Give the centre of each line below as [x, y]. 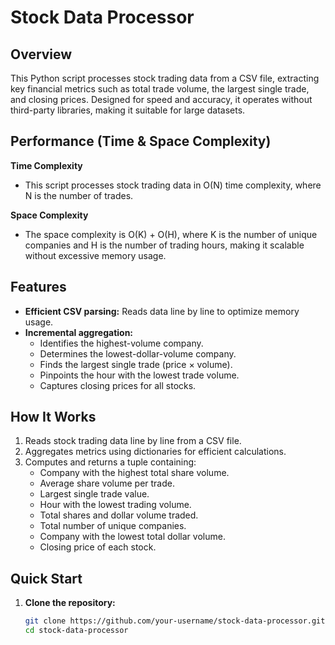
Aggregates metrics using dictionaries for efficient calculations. [155, 452]
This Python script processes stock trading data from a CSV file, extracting [165, 78]
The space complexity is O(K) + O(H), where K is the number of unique [171, 234]
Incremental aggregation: [79, 332]
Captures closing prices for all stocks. [118, 385]
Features [38, 287]
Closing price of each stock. [98, 547]
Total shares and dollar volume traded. [119, 515]
